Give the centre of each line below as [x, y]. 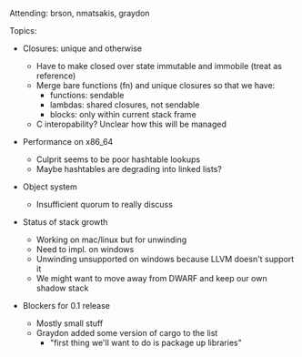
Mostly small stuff [70, 323]
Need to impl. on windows [85, 249]
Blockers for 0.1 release [66, 306]
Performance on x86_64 [68, 142]
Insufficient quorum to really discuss [104, 204]
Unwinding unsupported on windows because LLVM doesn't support [165, 259]
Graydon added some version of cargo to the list [127, 333]
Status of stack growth [65, 222]
